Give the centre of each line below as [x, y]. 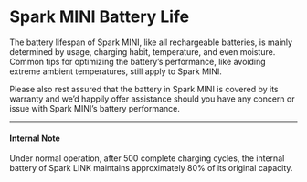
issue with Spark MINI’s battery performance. [95, 108]
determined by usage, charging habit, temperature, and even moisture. [143, 51]
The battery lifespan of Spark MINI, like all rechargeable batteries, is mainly [151, 42]
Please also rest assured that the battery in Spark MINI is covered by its [144, 89]
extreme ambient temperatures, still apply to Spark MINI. [116, 71]
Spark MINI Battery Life [100, 17]
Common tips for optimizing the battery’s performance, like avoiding [138, 61]
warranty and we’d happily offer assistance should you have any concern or [152, 99]
